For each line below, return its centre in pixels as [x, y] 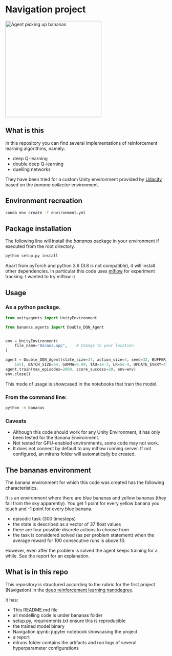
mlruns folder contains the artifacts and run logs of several [74, 642]
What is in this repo [37, 572]
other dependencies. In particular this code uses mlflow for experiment [80, 271]
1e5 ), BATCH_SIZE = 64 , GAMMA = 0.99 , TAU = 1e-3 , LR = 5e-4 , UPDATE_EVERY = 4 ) [91, 365]
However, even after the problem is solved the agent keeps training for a [81, 550]
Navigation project [46, 9]
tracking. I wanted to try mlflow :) [40, 277]
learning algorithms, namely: [35, 148]
